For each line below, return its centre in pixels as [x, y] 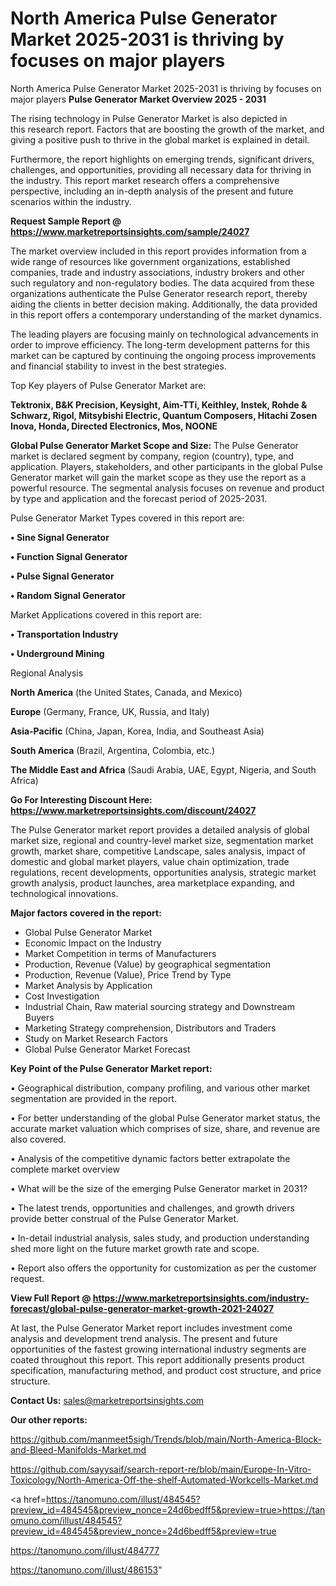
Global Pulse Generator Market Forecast [107, 1049]
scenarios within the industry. [71, 201]
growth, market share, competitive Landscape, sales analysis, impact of [158, 851]
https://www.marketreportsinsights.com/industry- [201, 1298]
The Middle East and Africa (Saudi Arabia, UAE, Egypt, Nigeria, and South [163, 769]
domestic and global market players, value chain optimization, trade [150, 861]
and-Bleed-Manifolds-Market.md [78, 1449]
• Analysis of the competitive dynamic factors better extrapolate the [150, 1158]
